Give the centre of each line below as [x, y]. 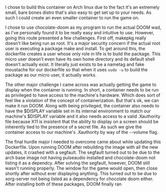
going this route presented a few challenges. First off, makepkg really [76, 38]
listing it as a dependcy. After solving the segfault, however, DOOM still [78, 163]
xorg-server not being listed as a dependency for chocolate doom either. [79, 179]
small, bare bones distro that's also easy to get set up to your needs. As [78, 12]
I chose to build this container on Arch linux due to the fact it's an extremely [82, 7]
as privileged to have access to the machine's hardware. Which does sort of [83, 95]
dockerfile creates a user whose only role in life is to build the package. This [83, 54]
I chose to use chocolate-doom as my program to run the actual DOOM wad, [83, 27]
